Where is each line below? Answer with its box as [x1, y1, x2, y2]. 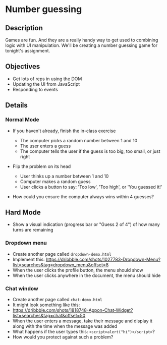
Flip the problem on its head [12, 163, 71, 169]
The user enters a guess [20, 143, 71, 149]
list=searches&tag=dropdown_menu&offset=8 [12, 261, 109, 268]
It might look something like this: [12, 302, 80, 308]
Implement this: [12, 256, 45, 262]
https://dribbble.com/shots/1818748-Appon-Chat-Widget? [12, 307, 133, 313]
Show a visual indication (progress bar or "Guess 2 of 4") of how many [12, 221, 160, 227]
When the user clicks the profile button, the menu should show [12, 267, 143, 273]
